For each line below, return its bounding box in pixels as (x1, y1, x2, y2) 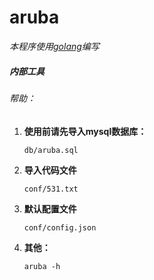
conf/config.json (23, 222, 97, 233)
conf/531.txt (23, 184, 79, 194)
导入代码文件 (23, 164, 77, 176)
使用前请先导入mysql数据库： (23, 125, 147, 137)
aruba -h (23, 261, 61, 271)
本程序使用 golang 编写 (9, 40, 100, 52)
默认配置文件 (23, 202, 77, 215)
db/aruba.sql (23, 145, 79, 155)
